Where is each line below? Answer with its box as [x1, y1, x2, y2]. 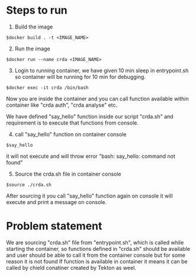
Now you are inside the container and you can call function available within [6, 95, 189, 102]
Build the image [14, 23, 53, 30]
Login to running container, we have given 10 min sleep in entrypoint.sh [14, 66, 189, 74]
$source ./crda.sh [6, 182, 52, 187]
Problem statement [6, 219, 102, 233]
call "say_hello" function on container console [14, 130, 127, 138]
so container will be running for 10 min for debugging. [14, 73, 146, 80]
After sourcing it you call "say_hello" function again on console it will [6, 192, 173, 199]
